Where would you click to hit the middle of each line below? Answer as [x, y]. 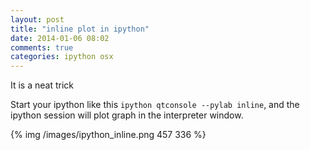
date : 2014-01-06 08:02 [60, 38]
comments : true [42, 47]
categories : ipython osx [62, 57]
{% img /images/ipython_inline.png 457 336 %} [108, 135]
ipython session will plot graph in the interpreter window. [127, 115]
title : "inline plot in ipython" [80, 29]
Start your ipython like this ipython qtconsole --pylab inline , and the [155, 105]
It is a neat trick [42, 85]
